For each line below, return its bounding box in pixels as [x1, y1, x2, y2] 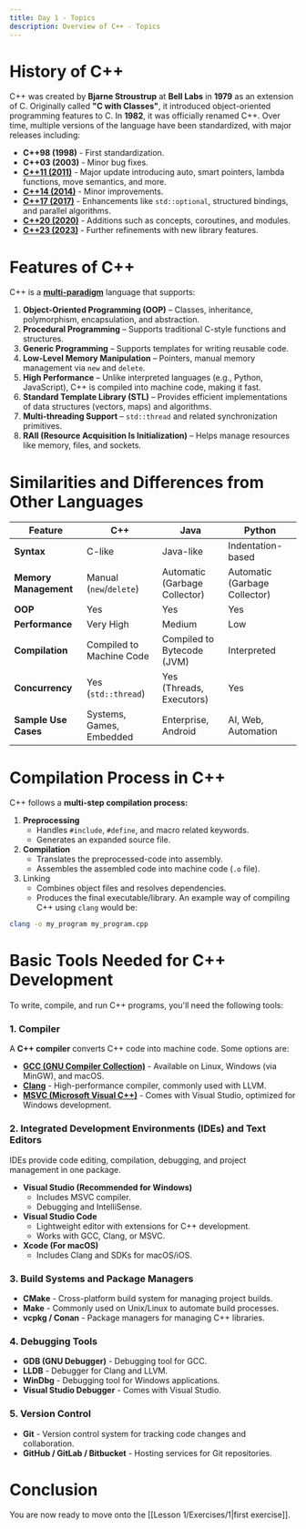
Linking [22, 873, 51, 884]
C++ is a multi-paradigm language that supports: [9, 287, 196, 298]
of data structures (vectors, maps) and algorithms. [22, 402, 212, 413]
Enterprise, [162, 714, 209, 727]
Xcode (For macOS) [22, 1239, 99, 1250]
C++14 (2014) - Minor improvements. [22, 186, 164, 197]
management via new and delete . [22, 362, 146, 373]
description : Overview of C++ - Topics [9, 22, 161, 31]
